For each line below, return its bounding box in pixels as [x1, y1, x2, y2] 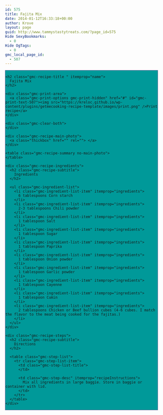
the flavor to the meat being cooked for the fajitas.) [5, 312, 121, 317]
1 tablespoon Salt [18, 219, 56, 223]
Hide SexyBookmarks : [5, 34, 47, 39]
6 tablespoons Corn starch [18, 193, 73, 198]
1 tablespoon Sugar [18, 231, 58, 237]
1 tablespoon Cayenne [18, 282, 62, 287]
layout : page [5, 25, 32, 30]
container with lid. [5, 384, 47, 389]
